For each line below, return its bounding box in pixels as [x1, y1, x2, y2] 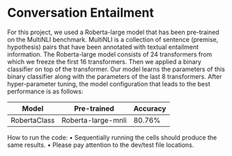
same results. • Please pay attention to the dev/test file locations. [7, 141, 194, 149]
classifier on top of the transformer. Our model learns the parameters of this [7, 65, 225, 73]
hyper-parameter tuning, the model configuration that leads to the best [7, 79, 210, 88]
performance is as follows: [7, 87, 84, 95]
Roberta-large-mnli [61, 115, 127, 125]
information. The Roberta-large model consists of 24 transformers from [7, 50, 212, 58]
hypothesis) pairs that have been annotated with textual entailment [7, 42, 199, 51]
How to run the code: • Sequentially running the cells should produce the [7, 133, 217, 141]
